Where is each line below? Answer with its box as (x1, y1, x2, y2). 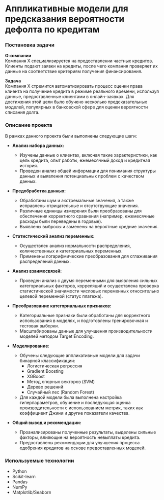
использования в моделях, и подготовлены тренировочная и (19, 318, 148, 323)
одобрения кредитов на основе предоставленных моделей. (19, 445, 146, 451)
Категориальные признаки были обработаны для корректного (19, 312, 151, 318)
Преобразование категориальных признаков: (12, 303, 111, 309)
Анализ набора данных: (12, 143, 65, 148)
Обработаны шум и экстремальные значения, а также (19, 197, 134, 203)
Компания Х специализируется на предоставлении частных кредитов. (5, 58, 153, 64)
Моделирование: (12, 343, 50, 349)
